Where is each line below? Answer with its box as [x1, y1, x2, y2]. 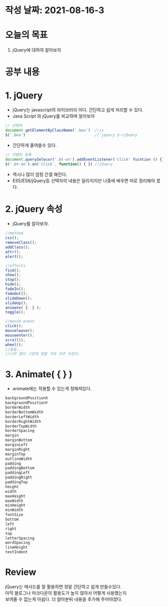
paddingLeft [5, 470, 30, 476]
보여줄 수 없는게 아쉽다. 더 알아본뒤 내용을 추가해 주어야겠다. [5, 596, 122, 602]
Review [5, 566, 36, 578]
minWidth [5, 508, 23, 513]
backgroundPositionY [5, 400, 48, 405]
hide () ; [5, 282, 21, 287]
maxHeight [5, 494, 26, 499]
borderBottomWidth [5, 409, 43, 414]
